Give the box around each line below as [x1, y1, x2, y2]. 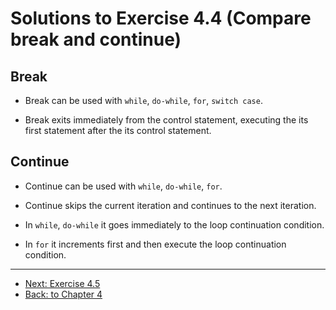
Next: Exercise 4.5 [24, 277, 101, 289]
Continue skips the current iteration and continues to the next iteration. [24, 199, 317, 211]
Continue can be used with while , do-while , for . [24, 180, 223, 192]
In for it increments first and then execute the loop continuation [24, 238, 287, 250]
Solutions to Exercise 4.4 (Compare [10, 7, 312, 30]
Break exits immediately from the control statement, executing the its [24, 114, 309, 126]
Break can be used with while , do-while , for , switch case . [24, 95, 263, 106]
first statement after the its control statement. [24, 125, 212, 136]
